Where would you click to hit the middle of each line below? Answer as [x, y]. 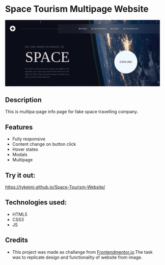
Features [19, 127]
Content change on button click [44, 144]
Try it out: [20, 175]
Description [23, 100]
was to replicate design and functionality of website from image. [77, 257]
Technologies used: [36, 202]
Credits [17, 240]
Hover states [25, 149]
